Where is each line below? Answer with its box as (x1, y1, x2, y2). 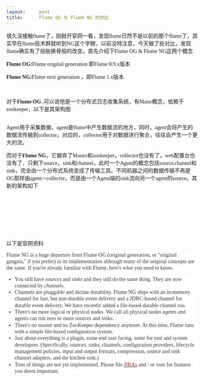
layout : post (6, 8, 50, 15)
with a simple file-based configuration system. (15, 328, 114, 335)
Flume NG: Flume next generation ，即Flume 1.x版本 (6, 73, 124, 80)
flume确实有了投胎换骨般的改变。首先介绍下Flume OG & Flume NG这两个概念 (6, 48, 193, 55)
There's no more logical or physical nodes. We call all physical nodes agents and (15, 309, 186, 316)
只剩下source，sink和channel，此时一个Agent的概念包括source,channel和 (27, 160, 197, 166)
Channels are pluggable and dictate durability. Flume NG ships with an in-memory (15, 289, 191, 296)
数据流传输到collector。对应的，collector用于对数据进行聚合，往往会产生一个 (6, 132, 192, 138)
